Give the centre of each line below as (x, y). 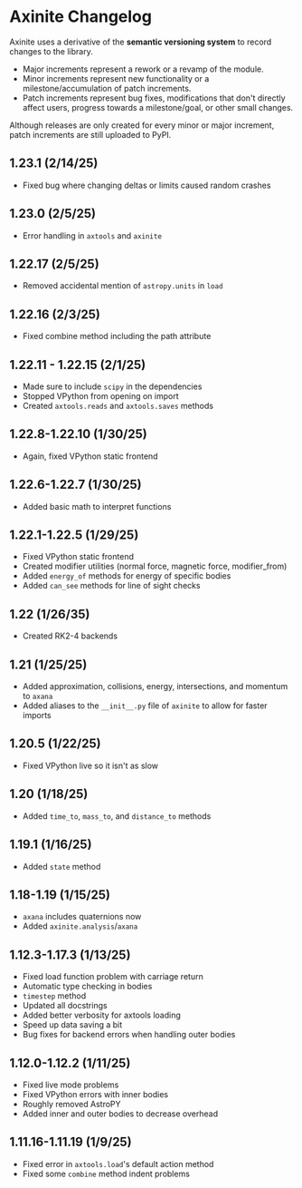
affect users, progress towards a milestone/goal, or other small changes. (158, 107)
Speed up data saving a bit (72, 1025)
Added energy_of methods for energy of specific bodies (127, 576)
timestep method (54, 996)
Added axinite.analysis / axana (80, 926)
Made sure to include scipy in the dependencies (112, 386)
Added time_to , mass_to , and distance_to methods (117, 816)
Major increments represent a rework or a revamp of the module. (143, 69)
